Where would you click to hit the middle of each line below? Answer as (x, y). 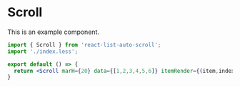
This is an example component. (54, 32)
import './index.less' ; (43, 51)
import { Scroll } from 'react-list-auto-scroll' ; (84, 45)
